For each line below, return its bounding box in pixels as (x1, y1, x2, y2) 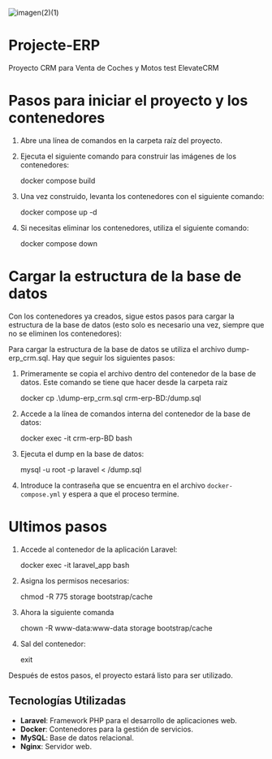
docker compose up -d (19, 207, 97, 217)
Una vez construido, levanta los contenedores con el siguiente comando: (19, 191, 265, 201)
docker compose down (19, 238, 98, 248)
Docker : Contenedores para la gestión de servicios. (19, 724, 193, 734)
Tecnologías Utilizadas (8, 694, 127, 708)
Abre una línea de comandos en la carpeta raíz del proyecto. (19, 135, 223, 145)
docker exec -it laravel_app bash (19, 560, 130, 570)
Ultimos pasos (8, 518, 108, 536)
